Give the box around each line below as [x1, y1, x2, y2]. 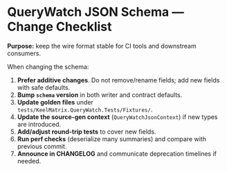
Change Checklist [7, 19, 112, 35]
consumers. [7, 49, 42, 57]
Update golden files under [17, 98, 93, 106]
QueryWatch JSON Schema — [7, 4, 185, 20]
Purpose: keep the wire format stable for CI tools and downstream [7, 42, 197, 50]
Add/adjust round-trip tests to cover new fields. [17, 127, 156, 136]
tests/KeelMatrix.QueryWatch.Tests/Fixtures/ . [17, 105, 153, 114]
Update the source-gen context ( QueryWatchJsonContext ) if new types [17, 112, 218, 121]
